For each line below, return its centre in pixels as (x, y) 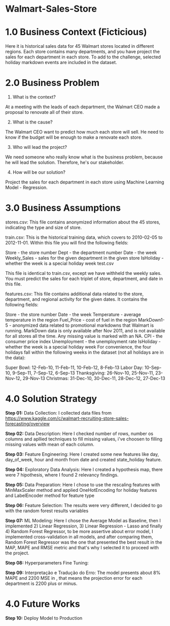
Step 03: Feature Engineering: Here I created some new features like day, (82, 454)
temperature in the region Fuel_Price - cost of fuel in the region (71, 320)
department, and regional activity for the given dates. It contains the (76, 299)
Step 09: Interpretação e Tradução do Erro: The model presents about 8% (83, 573)
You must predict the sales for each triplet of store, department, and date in (84, 278)
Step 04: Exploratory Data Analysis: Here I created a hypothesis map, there (84, 469)
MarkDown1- (151, 320)
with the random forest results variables (47, 511)
